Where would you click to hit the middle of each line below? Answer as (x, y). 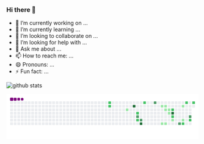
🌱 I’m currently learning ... (48, 29)
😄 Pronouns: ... (35, 65)
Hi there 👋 (21, 10)
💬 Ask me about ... (38, 49)
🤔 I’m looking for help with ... (51, 43)
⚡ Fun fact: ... (32, 71)
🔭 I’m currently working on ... (51, 23)
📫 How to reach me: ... (44, 56)
